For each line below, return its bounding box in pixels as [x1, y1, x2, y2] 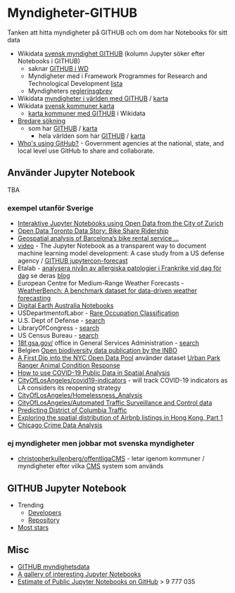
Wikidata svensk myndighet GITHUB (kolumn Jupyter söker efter [17, 49, 205, 58]
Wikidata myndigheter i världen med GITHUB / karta [17, 94, 169, 103]
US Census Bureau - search [17, 331, 99, 340]
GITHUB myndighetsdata [17, 562, 90, 570]
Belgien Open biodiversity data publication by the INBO [17, 346, 178, 355]
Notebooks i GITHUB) [17, 56, 81, 65]
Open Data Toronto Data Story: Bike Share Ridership [17, 227, 169, 235]
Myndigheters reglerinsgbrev [27, 87, 113, 95]
